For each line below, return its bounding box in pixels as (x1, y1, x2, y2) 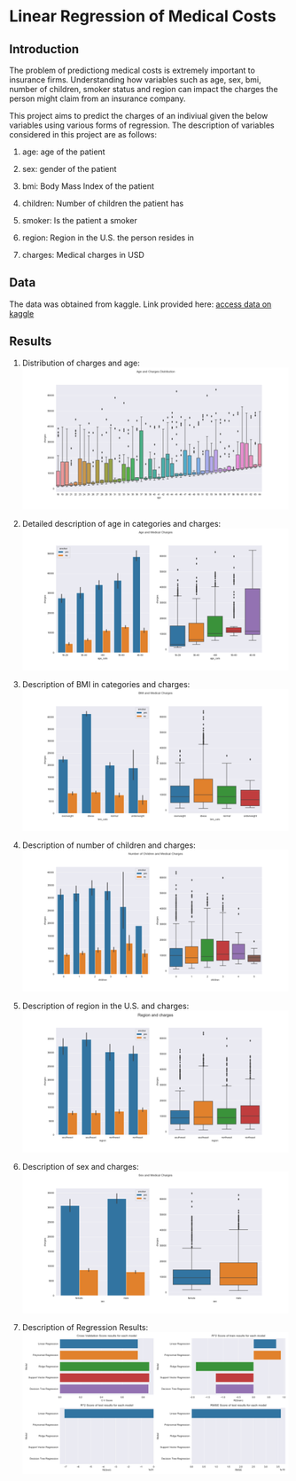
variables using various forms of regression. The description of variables (9, 120, 275, 130)
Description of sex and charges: (21, 1161, 139, 1171)
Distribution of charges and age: (21, 357, 140, 368)
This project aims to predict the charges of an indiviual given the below (9, 111, 269, 121)
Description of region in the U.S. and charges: (21, 1000, 190, 1011)
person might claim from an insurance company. (9, 93, 186, 104)
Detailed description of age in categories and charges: (21, 518, 222, 529)
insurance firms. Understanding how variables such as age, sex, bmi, (9, 74, 261, 85)
